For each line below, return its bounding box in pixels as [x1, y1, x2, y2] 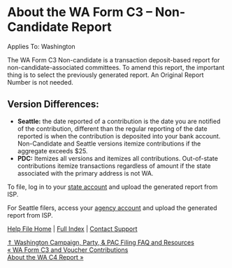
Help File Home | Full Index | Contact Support [7, 225, 138, 233]
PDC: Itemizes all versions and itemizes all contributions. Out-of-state [17, 154, 219, 162]
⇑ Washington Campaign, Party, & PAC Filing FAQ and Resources [7, 238, 194, 246]
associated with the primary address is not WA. [17, 169, 154, 177]
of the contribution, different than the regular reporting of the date [17, 124, 208, 133]
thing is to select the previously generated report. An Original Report [7, 71, 204, 79]
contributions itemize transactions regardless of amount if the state [17, 162, 211, 170]
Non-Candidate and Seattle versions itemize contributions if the [17, 139, 201, 148]
